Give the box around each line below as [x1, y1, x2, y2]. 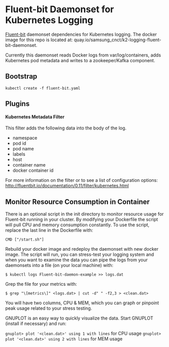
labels [12, 151, 25, 157]
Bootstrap [5, 72, 38, 81]
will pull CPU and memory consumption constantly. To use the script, [5, 222, 150, 228]
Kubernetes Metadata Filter [5, 114, 65, 120]
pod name [12, 146, 34, 152]
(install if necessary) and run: [5, 321, 67, 327]
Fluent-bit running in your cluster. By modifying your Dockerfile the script [5, 217, 158, 223]
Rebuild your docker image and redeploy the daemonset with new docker [5, 246, 159, 252]
